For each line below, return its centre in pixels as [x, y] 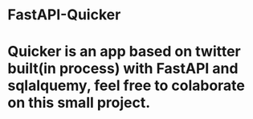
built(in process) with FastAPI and [123, 69]
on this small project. [79, 103]
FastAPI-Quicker [64, 15]
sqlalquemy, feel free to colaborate [126, 86]
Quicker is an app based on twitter [124, 52]
